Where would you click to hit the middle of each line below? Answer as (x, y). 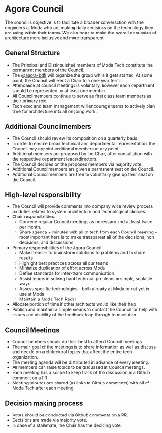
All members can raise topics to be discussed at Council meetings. (78, 367)
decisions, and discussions (46, 242)
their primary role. (30, 101)
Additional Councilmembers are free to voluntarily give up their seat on (82, 174)
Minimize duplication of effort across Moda (62, 268)
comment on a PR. (30, 378)
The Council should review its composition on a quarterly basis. (75, 138)
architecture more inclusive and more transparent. (55, 38)
